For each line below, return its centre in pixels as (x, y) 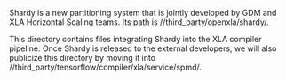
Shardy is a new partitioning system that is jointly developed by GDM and (143, 13)
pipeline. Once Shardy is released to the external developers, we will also (143, 48)
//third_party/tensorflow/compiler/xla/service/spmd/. (105, 67)
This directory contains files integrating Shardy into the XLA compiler (135, 39)
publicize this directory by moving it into (83, 58)
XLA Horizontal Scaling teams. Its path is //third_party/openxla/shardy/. (139, 22)
